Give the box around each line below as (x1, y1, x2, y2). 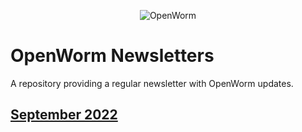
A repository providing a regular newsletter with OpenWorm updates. (10, 77, 294, 89)
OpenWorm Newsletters (10, 45, 215, 67)
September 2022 (10, 106, 118, 124)
